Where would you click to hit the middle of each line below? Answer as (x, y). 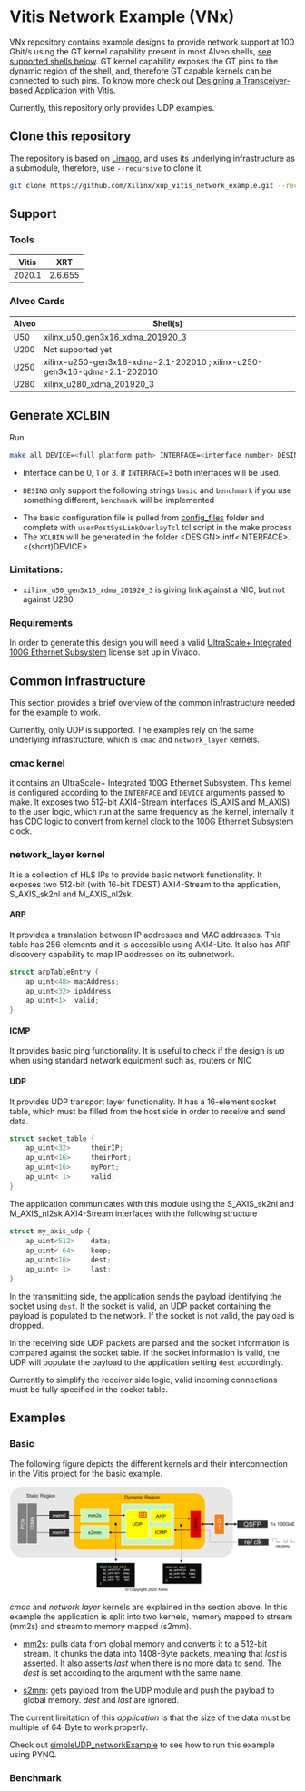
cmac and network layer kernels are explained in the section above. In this (148, 1607)
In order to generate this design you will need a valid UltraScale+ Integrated (151, 643)
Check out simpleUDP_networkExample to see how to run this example (142, 1745)
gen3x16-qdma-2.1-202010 (101, 372)
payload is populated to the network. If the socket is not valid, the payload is (152, 1316)
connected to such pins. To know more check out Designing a (125, 80)
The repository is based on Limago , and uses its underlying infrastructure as (152, 158)
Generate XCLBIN (60, 416)
